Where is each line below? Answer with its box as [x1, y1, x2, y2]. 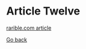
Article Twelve [6, 4, 80, 18]
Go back [6, 36, 28, 43]
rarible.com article [6, 24, 52, 31]
